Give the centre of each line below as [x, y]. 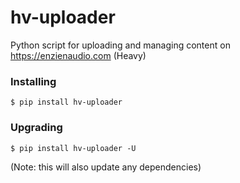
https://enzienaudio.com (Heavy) [78, 55]
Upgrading [36, 128]
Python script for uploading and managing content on [120, 45]
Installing [33, 81]
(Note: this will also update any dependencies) [106, 167]
